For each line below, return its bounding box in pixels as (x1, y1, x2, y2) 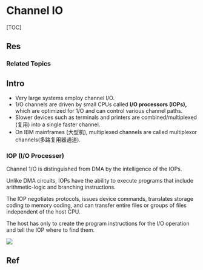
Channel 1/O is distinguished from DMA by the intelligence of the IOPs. (6, 165, 182, 173)
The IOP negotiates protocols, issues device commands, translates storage (6, 195, 194, 203)
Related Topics (6, 59, 52, 68)
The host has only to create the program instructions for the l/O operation (6, 220, 190, 228)
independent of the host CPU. (6, 208, 81, 215)
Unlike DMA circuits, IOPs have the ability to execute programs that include (6, 177, 194, 184)
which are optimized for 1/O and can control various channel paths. (15, 107, 183, 115)
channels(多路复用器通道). (15, 136, 81, 143)
